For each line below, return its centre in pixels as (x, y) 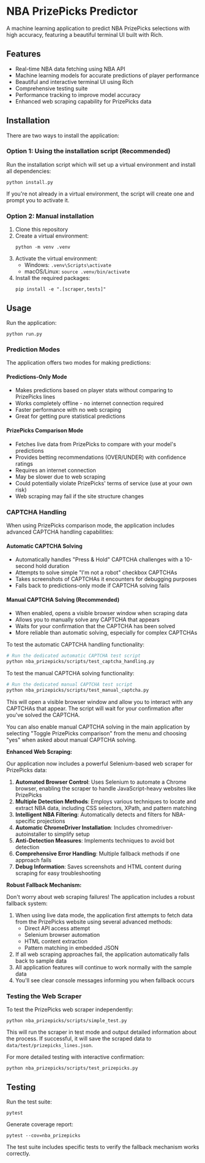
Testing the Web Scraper (44, 996)
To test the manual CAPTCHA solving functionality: (70, 673)
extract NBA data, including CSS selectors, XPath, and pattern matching (106, 808)
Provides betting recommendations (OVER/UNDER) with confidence (101, 457)
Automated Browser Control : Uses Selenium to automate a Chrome (101, 782)
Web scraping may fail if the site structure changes (79, 496)
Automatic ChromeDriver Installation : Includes (75, 827)
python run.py (24, 334)
